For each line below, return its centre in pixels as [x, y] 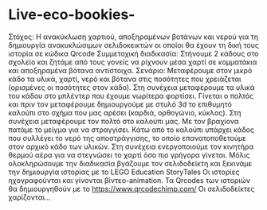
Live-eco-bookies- [72, 15]
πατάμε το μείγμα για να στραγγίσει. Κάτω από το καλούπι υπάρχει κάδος [132, 130]
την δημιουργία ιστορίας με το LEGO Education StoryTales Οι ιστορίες [124, 172]
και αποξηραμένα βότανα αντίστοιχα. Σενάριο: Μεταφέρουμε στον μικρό [130, 70]
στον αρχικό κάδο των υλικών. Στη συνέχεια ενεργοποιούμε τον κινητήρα [131, 146]
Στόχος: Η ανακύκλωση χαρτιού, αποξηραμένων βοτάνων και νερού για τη [133, 37]
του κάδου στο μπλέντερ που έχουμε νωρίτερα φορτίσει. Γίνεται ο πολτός [131, 95]
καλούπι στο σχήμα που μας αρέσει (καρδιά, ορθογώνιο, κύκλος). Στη [125, 112]
